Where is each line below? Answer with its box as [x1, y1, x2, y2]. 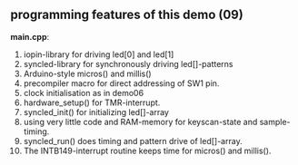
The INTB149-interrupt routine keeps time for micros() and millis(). [23, 145, 272, 156]
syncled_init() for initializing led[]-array [23, 106, 169, 117]
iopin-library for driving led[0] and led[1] [23, 49, 174, 60]
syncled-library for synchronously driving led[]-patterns [23, 58, 233, 69]
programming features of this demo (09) [10, 7, 243, 23]
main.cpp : [10, 31, 50, 42]
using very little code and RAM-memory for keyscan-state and [23, 116, 258, 127]
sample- [259, 116, 291, 127]
